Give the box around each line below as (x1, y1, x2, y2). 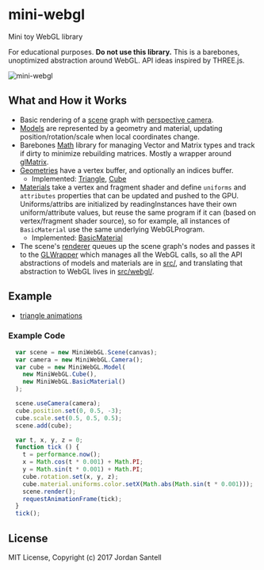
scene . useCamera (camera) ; (15, 400, 101, 407)
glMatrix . (19, 157, 49, 166)
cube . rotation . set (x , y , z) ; (22, 472, 119, 480)
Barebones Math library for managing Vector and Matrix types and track (19, 140, 255, 150)
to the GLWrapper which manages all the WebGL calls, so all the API (19, 250, 243, 259)
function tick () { (15, 443, 80, 451)
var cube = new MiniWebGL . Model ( (15, 363, 126, 371)
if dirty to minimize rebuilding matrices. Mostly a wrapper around (19, 148, 231, 158)
